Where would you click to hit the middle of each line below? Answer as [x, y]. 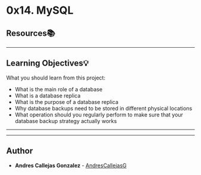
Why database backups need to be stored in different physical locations [103, 108]
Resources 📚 [31, 33]
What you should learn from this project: [56, 78]
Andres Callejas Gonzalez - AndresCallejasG [71, 165]
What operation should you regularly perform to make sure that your [99, 115]
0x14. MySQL [40, 10]
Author [19, 151]
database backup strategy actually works [66, 121]
